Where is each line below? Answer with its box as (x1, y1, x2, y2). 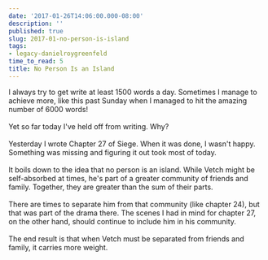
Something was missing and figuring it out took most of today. (8, 147, 217, 157)
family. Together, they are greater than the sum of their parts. (8, 182, 213, 192)
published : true (8, 27, 64, 35)
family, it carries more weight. (8, 242, 108, 252)
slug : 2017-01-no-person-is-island (8, 34, 130, 43)
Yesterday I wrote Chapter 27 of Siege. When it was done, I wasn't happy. (8, 139, 256, 149)
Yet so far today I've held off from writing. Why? (8, 121, 169, 131)
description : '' (8, 19, 64, 28)
